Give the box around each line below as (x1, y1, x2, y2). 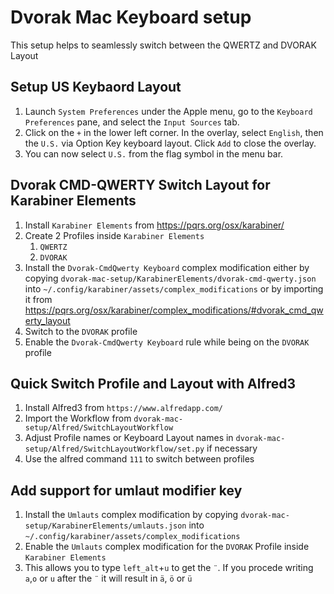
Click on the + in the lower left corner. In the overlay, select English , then (24, 126, 324, 138)
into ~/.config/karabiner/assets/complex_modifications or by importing (24, 282, 324, 295)
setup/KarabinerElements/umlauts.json (24, 521, 187, 531)
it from (24, 293, 53, 305)
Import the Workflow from (24, 412, 132, 425)
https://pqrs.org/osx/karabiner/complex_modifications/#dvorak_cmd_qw (24, 304, 324, 316)
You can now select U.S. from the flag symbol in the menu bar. (24, 147, 284, 160)
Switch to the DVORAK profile (24, 325, 138, 337)
